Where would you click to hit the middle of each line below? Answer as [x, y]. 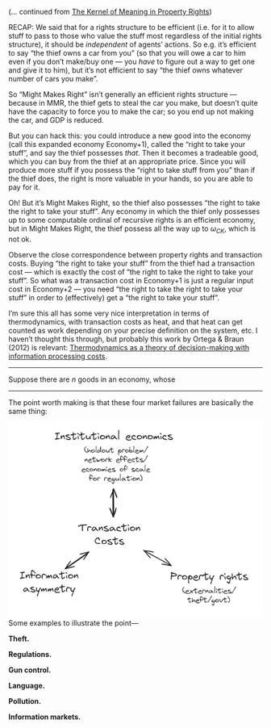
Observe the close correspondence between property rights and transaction [135, 254]
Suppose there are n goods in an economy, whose [92, 379]
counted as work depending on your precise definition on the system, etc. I [133, 330]
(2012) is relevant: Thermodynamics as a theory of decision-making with [129, 347]
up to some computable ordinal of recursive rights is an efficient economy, [132, 220]
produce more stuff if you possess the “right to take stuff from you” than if [132, 170]
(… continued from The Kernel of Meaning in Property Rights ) [110, 12]
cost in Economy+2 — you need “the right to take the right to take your [126, 289]
